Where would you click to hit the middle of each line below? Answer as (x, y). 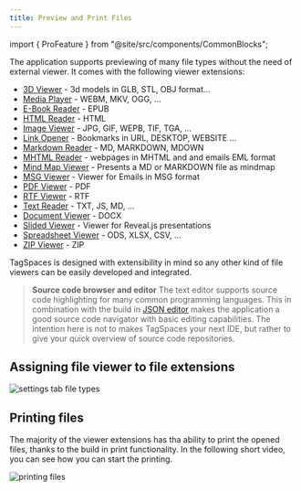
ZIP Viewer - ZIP (53, 244)
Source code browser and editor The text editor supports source (155, 290)
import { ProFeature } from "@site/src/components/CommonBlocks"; (139, 44)
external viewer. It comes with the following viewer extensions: (127, 71)
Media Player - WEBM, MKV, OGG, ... (92, 99)
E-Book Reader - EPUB (66, 108)
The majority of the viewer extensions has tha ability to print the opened (145, 440)
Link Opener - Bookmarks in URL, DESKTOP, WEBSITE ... (130, 137)
